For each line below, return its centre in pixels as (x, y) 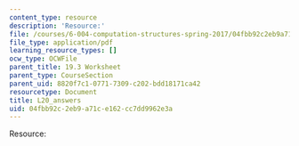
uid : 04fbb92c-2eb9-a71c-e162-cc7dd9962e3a (91, 109)
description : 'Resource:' (57, 26)
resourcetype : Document (53, 92)
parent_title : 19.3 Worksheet (65, 68)
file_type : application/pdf (61, 42)
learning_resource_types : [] (63, 51)
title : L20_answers (45, 100)
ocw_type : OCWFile (43, 59)
